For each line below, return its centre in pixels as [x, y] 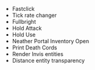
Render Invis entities [38, 54]
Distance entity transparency [48, 61]
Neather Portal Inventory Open [51, 41]
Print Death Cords [35, 47]
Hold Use [24, 35]
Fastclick [23, 9]
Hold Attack [27, 28]
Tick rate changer [34, 15]
